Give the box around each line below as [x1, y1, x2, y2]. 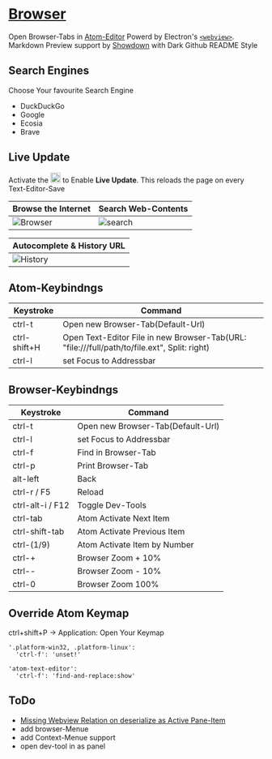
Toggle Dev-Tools [77, 500, 147, 511]
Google [19, 109, 45, 119]
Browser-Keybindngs [8, 383, 119, 397]
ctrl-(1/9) [12, 539, 50, 551]
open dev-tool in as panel [19, 741, 106, 751]
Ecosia [19, 118, 43, 128]
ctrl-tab [12, 512, 43, 524]
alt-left [12, 474, 40, 485]
